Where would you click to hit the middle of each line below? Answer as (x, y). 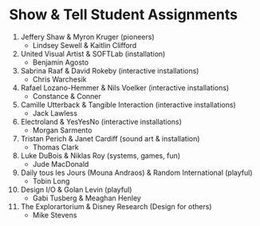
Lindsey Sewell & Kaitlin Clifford (85, 45)
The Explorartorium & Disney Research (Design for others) (116, 206)
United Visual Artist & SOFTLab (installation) (93, 54)
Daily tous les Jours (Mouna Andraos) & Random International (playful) (136, 172)
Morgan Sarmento (62, 130)
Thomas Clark (55, 147)
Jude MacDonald (61, 164)
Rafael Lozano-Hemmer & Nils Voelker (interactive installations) (125, 87)
